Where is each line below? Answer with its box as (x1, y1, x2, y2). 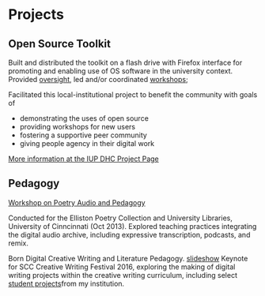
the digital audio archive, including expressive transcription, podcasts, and (8, 230, 251, 239)
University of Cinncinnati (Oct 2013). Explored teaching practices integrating (8, 221, 257, 230)
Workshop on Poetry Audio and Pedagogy (8, 197, 146, 207)
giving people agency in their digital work (19, 139, 155, 148)
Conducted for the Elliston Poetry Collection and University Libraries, (8, 213, 233, 223)
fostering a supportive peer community (19, 130, 148, 140)
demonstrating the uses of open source (19, 114, 149, 123)
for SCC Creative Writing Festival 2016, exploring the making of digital (8, 262, 236, 272)
